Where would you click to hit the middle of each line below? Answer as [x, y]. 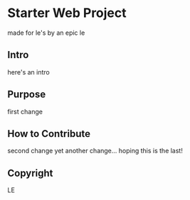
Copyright [30, 173]
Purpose [27, 95]
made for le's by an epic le [46, 33]
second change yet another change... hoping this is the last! [95, 151]
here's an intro [28, 72]
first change [25, 111]
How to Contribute [49, 134]
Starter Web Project [67, 13]
